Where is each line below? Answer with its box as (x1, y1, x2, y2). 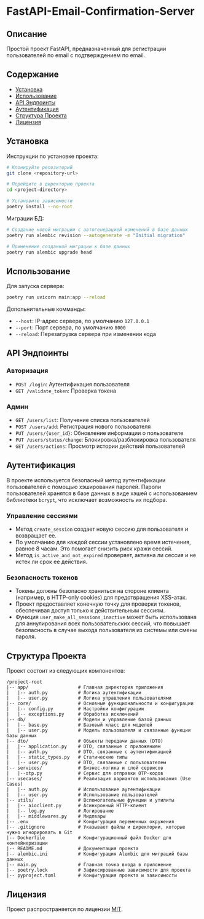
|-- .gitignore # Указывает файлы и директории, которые (6, 824, 186, 831)
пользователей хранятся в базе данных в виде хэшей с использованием (6, 490, 198, 497)
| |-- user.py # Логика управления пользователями (6, 695, 172, 702)
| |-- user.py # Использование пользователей (6, 792, 158, 798)
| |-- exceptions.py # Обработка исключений (6, 711, 139, 718)
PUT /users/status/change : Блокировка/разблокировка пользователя (15, 436, 196, 444)
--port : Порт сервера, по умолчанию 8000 (15, 324, 126, 331)
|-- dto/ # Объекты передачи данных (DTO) (6, 738, 164, 745)
